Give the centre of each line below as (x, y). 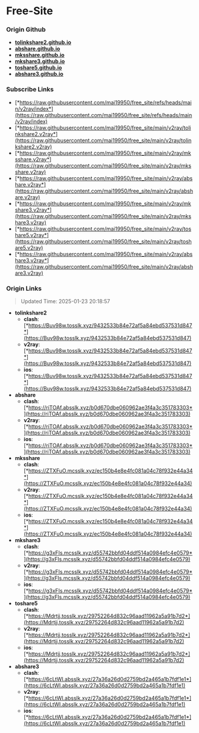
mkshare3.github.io (40, 61)
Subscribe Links (30, 89)
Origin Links (24, 288)
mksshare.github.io (40, 55)
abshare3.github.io (39, 74)
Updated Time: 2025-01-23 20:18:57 (65, 301)
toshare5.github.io (38, 68)
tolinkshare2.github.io (43, 42)
